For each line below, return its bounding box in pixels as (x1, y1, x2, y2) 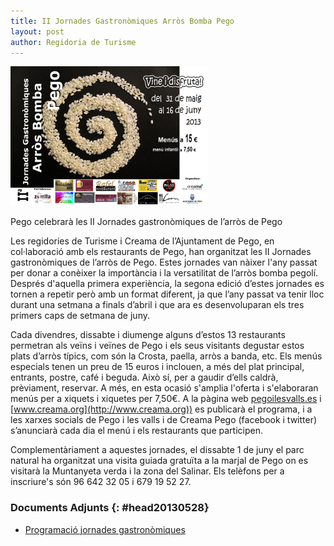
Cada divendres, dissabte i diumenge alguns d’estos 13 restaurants (10, 329, 286, 341)
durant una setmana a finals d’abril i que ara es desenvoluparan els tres (10, 299, 305, 311)
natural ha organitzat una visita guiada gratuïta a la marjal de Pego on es (10, 455, 309, 467)
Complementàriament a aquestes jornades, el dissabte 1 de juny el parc (10, 444, 305, 456)
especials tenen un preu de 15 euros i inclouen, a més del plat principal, (10, 361, 305, 373)
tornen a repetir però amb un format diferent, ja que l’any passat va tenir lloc (10, 288, 325, 300)
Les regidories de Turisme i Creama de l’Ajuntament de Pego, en (10, 235, 275, 247)
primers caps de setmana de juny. (10, 310, 150, 322)
